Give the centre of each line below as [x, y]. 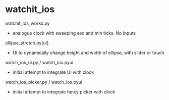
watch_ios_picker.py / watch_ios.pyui [44, 82]
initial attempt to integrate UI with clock [53, 72]
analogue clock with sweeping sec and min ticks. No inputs [74, 33]
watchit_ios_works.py [27, 23]
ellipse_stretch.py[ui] [27, 43]
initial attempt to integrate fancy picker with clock [64, 91]
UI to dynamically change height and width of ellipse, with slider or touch [88, 53]
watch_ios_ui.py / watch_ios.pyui [39, 62]
